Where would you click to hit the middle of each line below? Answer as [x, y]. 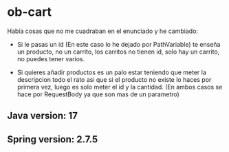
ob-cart [30, 12]
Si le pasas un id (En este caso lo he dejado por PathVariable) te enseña [119, 44]
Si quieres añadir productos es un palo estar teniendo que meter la [111, 72]
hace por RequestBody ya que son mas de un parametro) [98, 94]
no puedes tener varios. [51, 58]
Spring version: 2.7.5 [53, 139]
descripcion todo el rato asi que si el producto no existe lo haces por [114, 79]
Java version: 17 [42, 116]
